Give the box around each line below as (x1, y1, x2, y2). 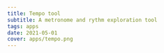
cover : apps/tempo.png (7, 36, 73, 43)
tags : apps (7, 23, 39, 30)
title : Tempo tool (7, 10, 61, 17)
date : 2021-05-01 (7, 29, 58, 36)
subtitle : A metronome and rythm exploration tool (7, 17, 158, 23)
